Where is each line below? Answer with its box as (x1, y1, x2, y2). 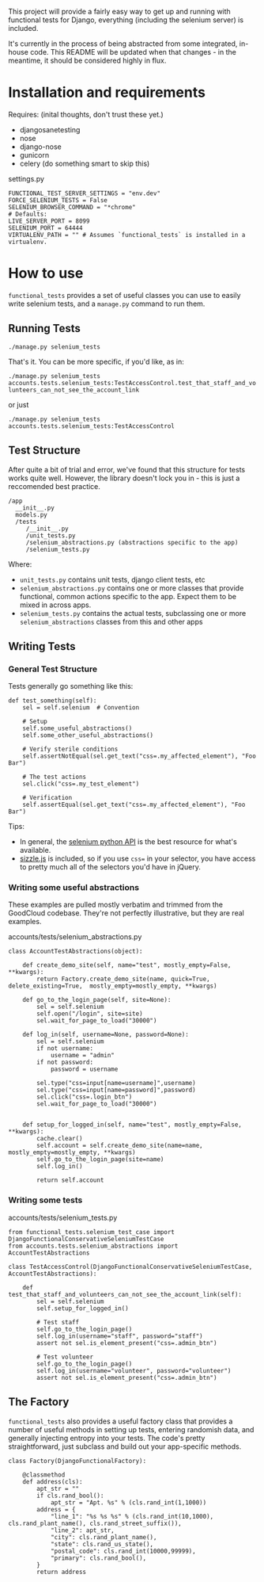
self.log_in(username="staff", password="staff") (36, 1332, 203, 1340)
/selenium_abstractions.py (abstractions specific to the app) (25, 538, 239, 546)
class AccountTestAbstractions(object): (8, 947, 144, 956)
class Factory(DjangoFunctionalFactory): (8, 1457, 147, 1465)
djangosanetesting (19, 124, 81, 134)
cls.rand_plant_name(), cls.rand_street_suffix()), (8, 1519, 182, 1527)
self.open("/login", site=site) (36, 1010, 144, 1018)
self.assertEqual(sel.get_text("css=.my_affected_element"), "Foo (22, 801, 246, 809)
